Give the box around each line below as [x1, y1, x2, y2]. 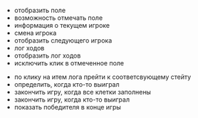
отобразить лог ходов [14, 51, 81, 60]
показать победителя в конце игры [14, 103, 121, 111]
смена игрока [14, 28, 57, 37]
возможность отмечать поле [14, 14, 103, 22]
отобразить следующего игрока [14, 36, 113, 45]
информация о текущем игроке [14, 21, 110, 29]
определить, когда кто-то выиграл [14, 80, 120, 88]
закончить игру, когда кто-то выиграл [14, 95, 130, 104]
